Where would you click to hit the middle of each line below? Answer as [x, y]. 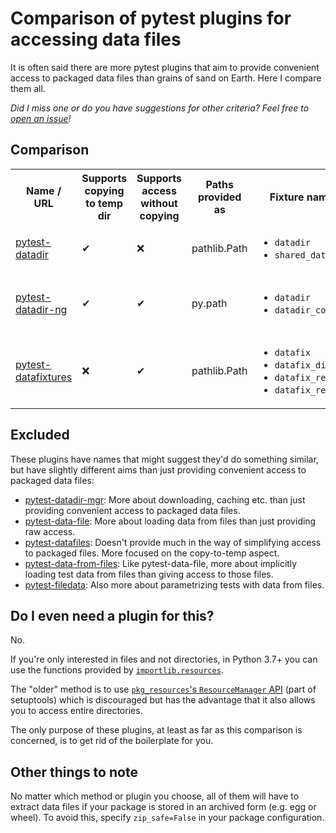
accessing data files [96, 39]
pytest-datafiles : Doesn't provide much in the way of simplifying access [173, 542]
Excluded [40, 435]
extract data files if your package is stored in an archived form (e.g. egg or [163, 807]
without [159, 203]
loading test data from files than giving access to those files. [149, 574]
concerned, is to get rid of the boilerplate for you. [112, 741]
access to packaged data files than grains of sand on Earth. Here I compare [166, 78]
